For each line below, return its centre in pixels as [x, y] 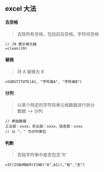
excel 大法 [21, 9]
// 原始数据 [16, 121]
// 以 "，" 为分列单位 [26, 131]
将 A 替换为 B [30, 71]
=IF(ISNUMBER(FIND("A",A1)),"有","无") [45, 165]
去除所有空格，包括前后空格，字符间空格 [58, 34]
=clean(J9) [16, 48]
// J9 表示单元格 [21, 44]
